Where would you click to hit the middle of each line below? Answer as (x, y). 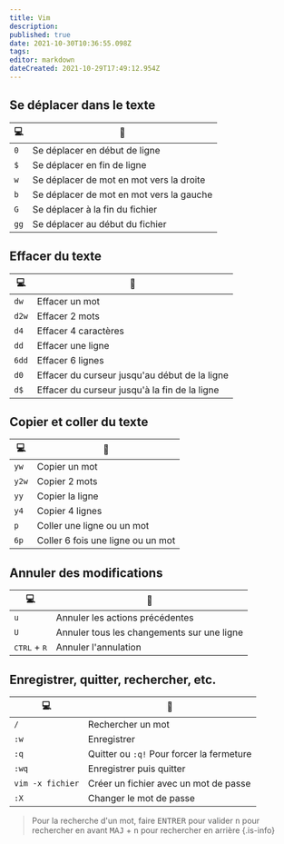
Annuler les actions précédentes (125, 618)
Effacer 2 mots (68, 316)
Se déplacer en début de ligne (96, 150)
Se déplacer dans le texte (83, 105)
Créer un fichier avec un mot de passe (169, 783)
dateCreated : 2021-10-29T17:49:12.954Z (85, 69)
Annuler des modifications (86, 573)
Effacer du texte (56, 257)
